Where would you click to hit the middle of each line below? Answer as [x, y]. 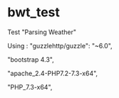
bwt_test [34, 12]
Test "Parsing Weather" [42, 32]
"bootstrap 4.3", [31, 59]
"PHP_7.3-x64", [30, 87]
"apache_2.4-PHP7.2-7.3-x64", [53, 73]
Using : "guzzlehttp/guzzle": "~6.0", [60, 45]
